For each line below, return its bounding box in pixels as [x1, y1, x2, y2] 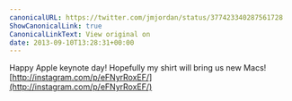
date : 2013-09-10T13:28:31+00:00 [9, 38, 135, 47]
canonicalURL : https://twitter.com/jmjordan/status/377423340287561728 [9, 13, 283, 22]
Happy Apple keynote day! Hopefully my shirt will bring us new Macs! [9, 63, 267, 73]
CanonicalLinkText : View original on [9, 29, 151, 38]
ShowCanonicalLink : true [9, 21, 102, 30]
